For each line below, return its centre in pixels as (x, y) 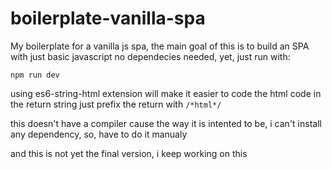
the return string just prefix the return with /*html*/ (116, 104)
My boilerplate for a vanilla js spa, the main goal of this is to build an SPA (160, 46)
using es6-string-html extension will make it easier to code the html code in (166, 93)
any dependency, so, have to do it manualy (99, 134)
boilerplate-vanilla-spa (108, 18)
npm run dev (35, 75)
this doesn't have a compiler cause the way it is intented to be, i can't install (166, 123)
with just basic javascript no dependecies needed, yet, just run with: (150, 56)
